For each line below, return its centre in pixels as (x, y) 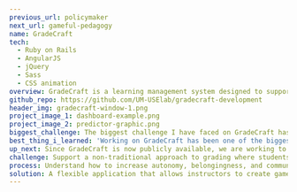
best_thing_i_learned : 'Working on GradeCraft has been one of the (136, 141)
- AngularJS (39, 58)
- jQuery (33, 67)
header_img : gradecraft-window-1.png (79, 108)
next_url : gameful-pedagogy (61, 26)
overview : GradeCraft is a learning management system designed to (136, 91)
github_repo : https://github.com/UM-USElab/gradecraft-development (136, 100)
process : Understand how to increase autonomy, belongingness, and (136, 165)
